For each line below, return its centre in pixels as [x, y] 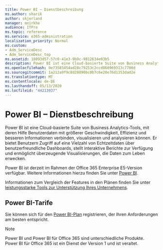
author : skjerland [24, 18]
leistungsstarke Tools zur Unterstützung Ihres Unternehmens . [67, 188]
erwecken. [16, 159]
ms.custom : [16, 45]
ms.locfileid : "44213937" [31, 90]
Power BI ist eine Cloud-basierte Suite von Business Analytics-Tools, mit [77, 128]
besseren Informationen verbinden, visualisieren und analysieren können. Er [81, 138]
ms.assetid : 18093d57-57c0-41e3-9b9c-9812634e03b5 [57, 59]
